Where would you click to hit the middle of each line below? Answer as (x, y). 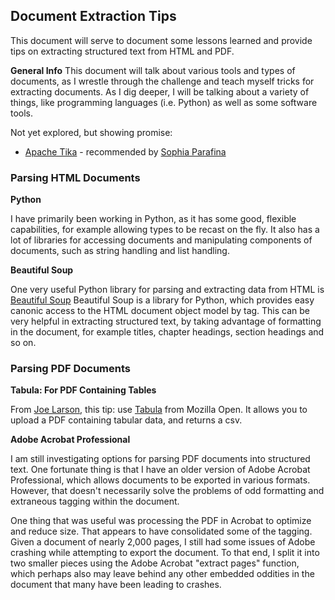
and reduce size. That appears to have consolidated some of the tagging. (161, 531)
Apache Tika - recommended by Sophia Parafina (125, 151)
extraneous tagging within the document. (95, 501)
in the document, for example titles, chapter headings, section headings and (167, 332)
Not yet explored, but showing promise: (91, 132)
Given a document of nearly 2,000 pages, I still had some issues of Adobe (163, 542)
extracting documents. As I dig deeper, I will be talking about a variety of (160, 91)
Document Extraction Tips (93, 16)
